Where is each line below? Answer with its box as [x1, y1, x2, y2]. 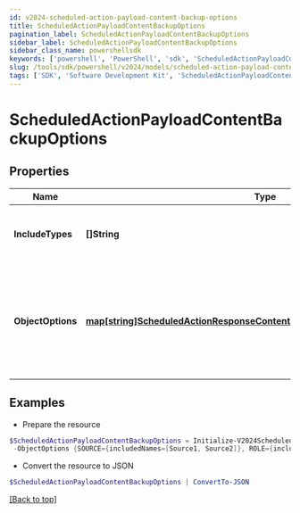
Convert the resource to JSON [21, 460, 134, 471]
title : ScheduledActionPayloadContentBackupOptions [9, 21, 205, 30]
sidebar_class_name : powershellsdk [9, 46, 142, 55]
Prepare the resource [21, 418, 101, 429]
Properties [9, 164, 70, 179]
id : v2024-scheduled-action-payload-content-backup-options [9, 12, 238, 22]
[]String [85, 228, 120, 240]
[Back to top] [9, 494, 57, 505]
